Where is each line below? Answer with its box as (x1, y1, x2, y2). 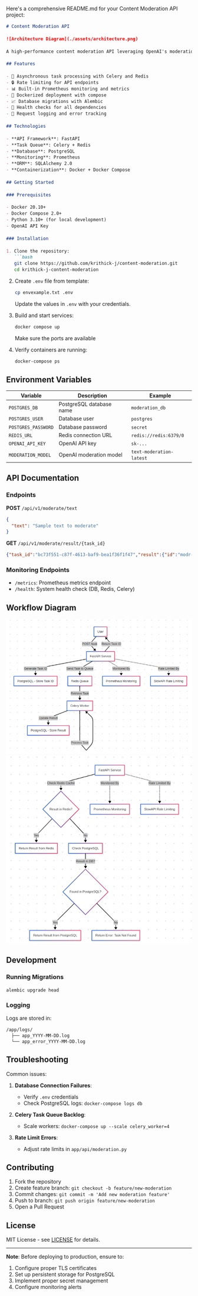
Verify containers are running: (14, 346, 87, 353)
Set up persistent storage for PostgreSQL (14, 1271, 115, 1278)
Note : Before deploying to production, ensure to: (6, 1253, 124, 1261)
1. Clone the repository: (6, 248, 70, 254)
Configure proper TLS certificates (14, 1265, 97, 1272)
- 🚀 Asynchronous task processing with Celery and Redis (6, 73, 149, 79)
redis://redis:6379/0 (131, 432, 184, 438)
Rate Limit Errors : (14, 1134, 58, 1141)
